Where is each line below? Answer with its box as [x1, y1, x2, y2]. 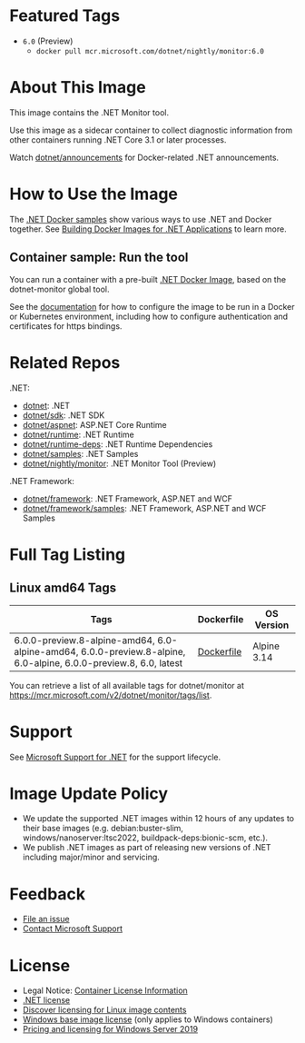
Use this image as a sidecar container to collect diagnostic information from [9, 124, 293, 135]
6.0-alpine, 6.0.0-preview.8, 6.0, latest [14, 656, 183, 669]
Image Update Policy [9, 783, 169, 804]
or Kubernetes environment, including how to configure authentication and [9, 311, 289, 322]
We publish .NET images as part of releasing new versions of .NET [22, 842, 271, 853]
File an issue [22, 914, 70, 925]
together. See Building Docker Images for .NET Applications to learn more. [9, 223, 288, 234]
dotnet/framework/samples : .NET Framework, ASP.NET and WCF [22, 502, 267, 513]
